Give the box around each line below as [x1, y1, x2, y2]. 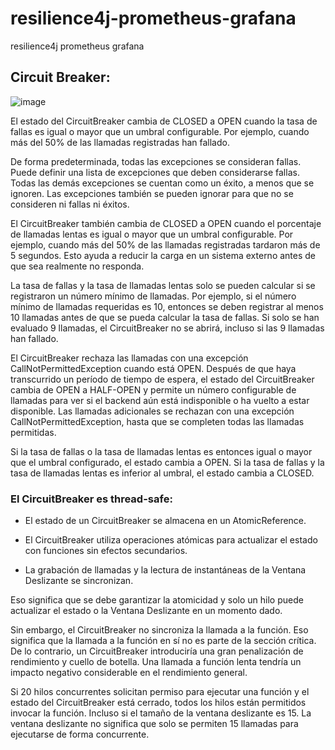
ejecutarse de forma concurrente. [10, 728, 150, 741]
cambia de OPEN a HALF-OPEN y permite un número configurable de [10, 383, 297, 396]
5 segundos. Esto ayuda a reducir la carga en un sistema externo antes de [10, 249, 317, 261]
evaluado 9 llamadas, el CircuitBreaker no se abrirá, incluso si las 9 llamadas [10, 322, 325, 334]
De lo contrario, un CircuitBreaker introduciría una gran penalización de [10, 645, 304, 657]
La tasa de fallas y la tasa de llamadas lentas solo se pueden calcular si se [10, 279, 316, 291]
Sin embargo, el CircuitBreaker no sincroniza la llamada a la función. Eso [10, 624, 309, 636]
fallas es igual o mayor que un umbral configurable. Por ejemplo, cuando [10, 125, 310, 137]
